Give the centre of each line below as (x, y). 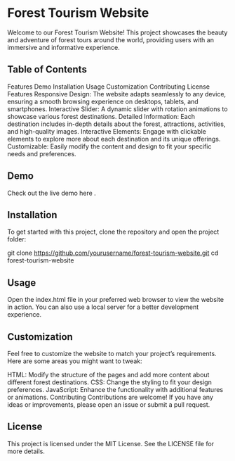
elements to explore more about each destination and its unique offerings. (114, 139)
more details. (26, 451)
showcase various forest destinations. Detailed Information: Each (101, 116)
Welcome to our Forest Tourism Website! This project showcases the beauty (117, 32)
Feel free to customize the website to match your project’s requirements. (112, 354)
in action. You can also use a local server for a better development (103, 307)
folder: (17, 239)
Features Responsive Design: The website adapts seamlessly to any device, (117, 94)
